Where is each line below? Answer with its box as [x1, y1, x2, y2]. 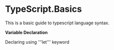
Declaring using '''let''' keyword [5, 39, 70, 45]
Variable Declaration [5, 29, 48, 35]
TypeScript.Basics [5, 3, 82, 15]
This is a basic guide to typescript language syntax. [5, 20, 110, 26]
